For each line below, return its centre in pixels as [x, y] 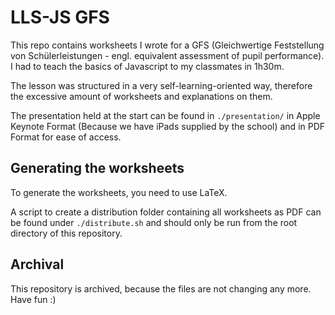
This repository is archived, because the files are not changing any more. [161, 288]
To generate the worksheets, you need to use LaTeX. [119, 192]
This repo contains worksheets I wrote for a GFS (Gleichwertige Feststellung [167, 45]
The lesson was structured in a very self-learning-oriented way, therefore [161, 85]
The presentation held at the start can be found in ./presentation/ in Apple [165, 115]
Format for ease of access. [66, 137]
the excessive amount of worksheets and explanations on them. [141, 96]
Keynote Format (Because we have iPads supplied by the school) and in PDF [168, 126]
